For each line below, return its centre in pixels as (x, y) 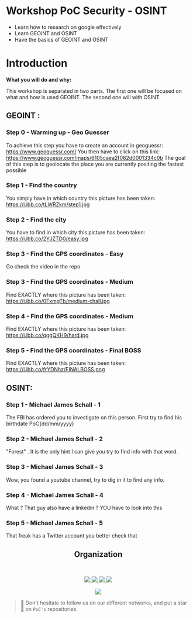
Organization (98, 554)
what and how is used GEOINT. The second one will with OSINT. (83, 97)
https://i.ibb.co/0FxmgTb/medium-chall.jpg (58, 301)
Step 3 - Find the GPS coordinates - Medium (70, 282)
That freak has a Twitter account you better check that (72, 536)
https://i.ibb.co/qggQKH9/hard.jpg (47, 335)
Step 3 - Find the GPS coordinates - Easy (65, 254)
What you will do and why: (39, 79)
